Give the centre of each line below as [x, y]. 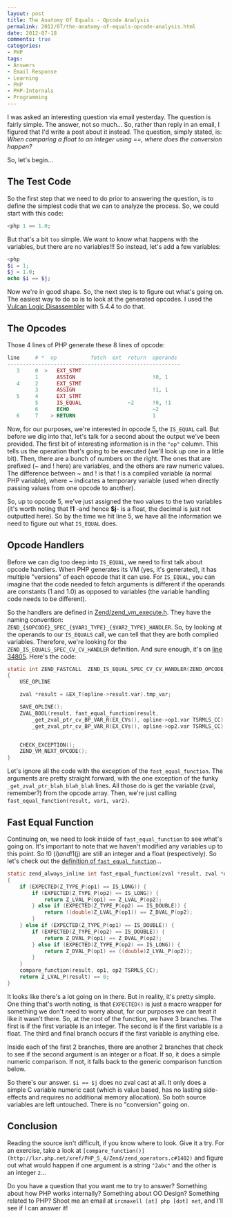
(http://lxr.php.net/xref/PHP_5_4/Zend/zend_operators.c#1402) [100, 1158]
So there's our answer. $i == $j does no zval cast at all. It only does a [107, 1082]
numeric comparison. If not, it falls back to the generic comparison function [115, 1061]
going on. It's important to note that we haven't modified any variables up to [115, 846]
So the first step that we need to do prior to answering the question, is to [110, 198]
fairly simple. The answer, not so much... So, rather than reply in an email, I [113, 124]
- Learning [23, 78]
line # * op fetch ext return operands [92, 358]
